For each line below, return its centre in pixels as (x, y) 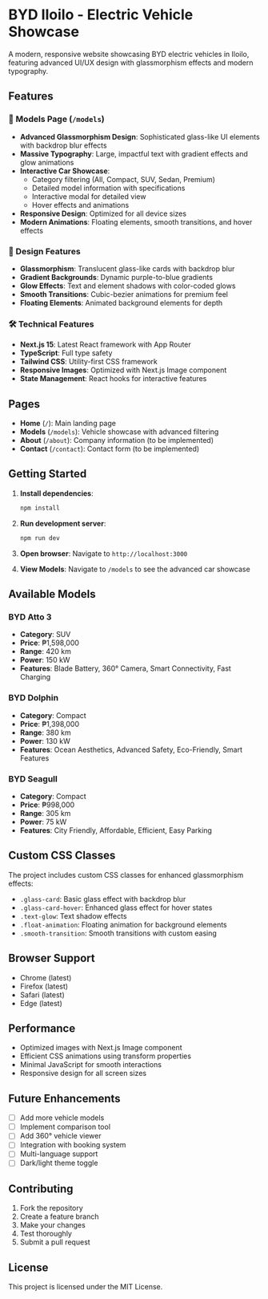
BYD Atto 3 (30, 617)
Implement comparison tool (65, 1127)
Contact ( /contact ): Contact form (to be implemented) (110, 449)
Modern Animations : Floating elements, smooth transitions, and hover (136, 221)
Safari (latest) (42, 995)
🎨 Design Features (45, 251)
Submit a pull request (55, 1242)
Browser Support (52, 958)
